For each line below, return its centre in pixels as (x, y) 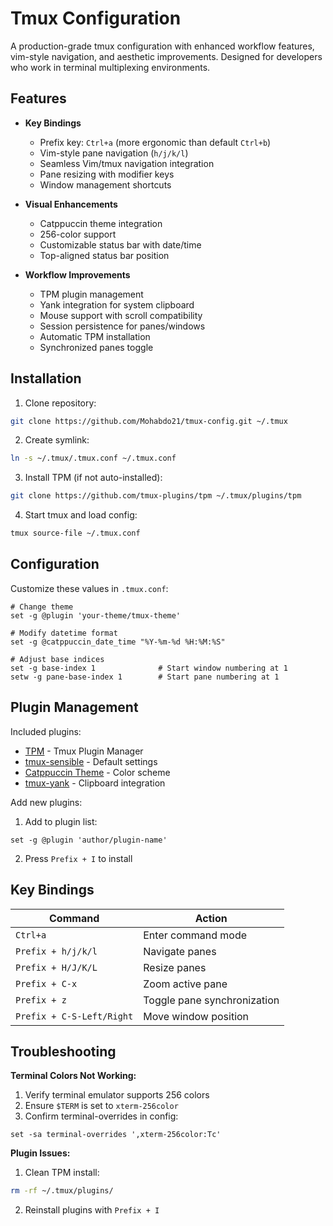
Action (211, 918)
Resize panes (175, 967)
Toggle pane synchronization (211, 1000)
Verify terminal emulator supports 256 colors (117, 1095)
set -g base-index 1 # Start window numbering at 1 (149, 668)
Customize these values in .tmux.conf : (89, 588)
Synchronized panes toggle (96, 347)
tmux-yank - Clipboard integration (95, 783)
